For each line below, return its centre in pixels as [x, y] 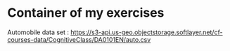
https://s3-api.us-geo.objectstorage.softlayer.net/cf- [146, 32]
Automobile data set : [38, 32]
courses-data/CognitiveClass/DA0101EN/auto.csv [79, 39]
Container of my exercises [86, 13]
